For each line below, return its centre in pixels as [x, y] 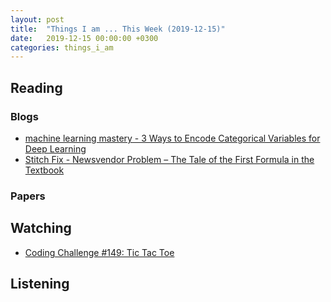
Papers [28, 196]
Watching [41, 228]
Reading [36, 87]
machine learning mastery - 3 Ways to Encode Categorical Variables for [172, 138]
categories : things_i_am [62, 47]
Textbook [44, 170]
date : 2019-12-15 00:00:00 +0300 [84, 38]
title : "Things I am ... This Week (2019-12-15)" [118, 29]
